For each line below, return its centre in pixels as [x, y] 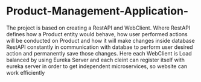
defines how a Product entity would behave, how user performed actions [97, 34]
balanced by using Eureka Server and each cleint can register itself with [96, 60]
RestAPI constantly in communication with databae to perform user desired [100, 47]
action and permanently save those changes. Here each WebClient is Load [99, 53]
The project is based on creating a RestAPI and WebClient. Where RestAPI [98, 28]
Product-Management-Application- [97, 11]
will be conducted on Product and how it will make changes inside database [101, 40]
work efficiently [26, 72]
